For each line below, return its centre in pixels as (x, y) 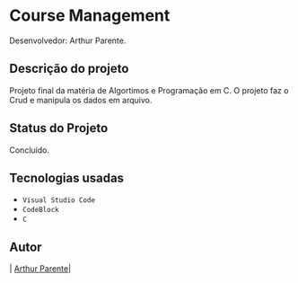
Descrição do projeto (69, 69)
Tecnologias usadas (66, 177)
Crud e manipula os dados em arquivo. (81, 100)
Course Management (90, 16)
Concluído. (29, 150)
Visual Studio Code (59, 200)
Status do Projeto (59, 128)
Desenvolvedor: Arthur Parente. (68, 40)
